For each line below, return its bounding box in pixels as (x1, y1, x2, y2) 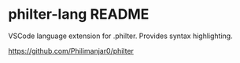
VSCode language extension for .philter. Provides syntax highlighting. (8, 31, 234, 40)
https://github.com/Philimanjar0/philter (8, 46, 134, 55)
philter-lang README (8, 5, 150, 23)
